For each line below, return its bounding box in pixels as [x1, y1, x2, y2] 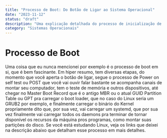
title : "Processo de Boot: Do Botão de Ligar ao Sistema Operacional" [5, 7, 155, 12]
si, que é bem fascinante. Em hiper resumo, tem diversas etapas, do [5, 69, 145, 75]
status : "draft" [5, 16, 39, 21]
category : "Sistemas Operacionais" [5, 26, 79, 31]
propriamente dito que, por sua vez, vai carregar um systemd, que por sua [5, 106, 158, 112]
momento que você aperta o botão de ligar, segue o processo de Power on [5, 74, 160, 80]
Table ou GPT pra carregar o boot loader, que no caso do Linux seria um [5, 96, 154, 102]
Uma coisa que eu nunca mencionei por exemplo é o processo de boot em [5, 64, 159, 70]
